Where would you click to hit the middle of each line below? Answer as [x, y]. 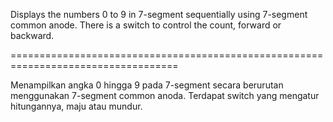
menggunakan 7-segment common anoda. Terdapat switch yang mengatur [165, 95]
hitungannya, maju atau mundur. [76, 106]
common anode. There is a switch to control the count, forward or [146, 25]
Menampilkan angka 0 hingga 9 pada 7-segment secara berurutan [147, 85]
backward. [32, 35]
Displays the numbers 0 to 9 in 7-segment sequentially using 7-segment [159, 14]
